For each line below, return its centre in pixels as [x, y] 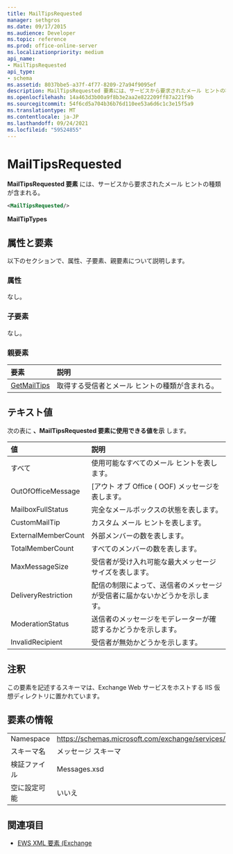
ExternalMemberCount [48, 535]
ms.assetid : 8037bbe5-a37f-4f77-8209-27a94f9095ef [82, 85]
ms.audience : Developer [42, 33]
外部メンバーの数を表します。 [140, 536]
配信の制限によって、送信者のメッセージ [157, 585]
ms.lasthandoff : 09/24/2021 [48, 123]
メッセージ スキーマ [89, 751]
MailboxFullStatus [40, 509]
